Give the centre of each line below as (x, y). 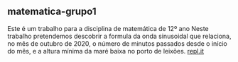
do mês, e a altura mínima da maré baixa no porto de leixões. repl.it (106, 51)
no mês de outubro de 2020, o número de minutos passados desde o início (117, 43)
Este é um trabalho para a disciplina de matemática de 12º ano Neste (108, 28)
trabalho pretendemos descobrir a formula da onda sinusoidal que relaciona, (119, 36)
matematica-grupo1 (52, 12)
